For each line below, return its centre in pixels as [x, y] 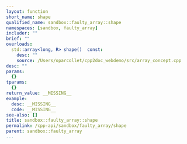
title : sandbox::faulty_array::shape [52, 121]
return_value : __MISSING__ [39, 93]
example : [17, 98]
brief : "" [18, 39]
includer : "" [22, 33]
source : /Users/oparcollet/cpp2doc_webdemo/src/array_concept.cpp [99, 60]
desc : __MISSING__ [34, 104]
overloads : [19, 44]
